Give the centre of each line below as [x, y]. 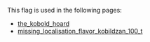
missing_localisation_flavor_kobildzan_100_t [80, 31]
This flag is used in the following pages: [65, 10]
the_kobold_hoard [43, 23]
